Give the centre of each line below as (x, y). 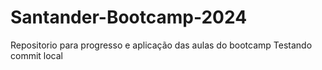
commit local (36, 55)
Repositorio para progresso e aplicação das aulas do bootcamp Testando (161, 45)
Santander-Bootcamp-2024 (129, 17)
